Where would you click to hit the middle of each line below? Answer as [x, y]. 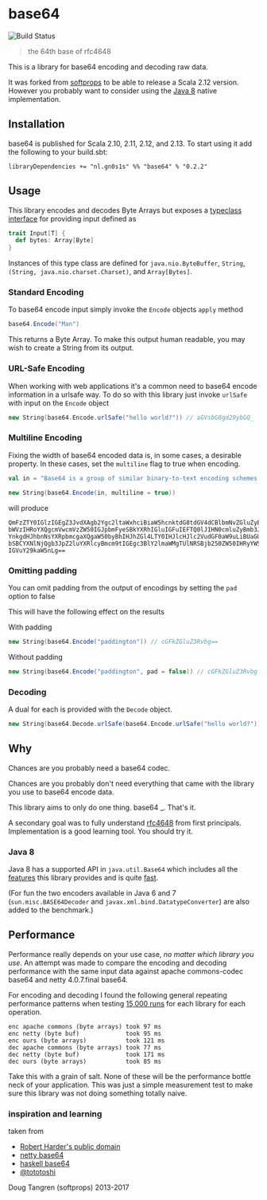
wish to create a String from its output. [71, 348]
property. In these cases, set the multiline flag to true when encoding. [124, 464]
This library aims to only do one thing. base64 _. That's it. [102, 807]
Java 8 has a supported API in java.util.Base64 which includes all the [123, 869]
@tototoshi [37, 1172]
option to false [32, 596]
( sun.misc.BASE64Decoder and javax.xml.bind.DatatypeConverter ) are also [129, 901]
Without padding [36, 657]
